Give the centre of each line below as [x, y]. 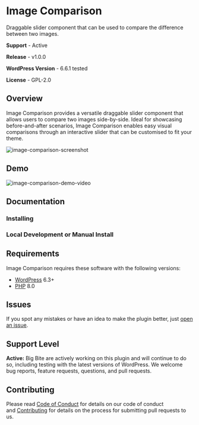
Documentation [36, 201]
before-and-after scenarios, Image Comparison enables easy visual [89, 126]
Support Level [33, 344]
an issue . [17, 325]
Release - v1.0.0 [26, 57]
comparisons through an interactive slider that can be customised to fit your [99, 132]
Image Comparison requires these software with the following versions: [94, 268]
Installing [20, 218]
